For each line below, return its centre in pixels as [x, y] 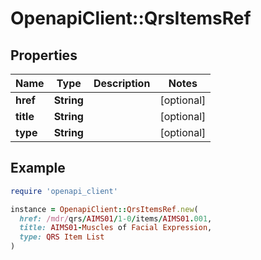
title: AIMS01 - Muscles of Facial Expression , [116, 228]
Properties [44, 55]
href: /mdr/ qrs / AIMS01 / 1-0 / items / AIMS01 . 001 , [116, 218]
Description [122, 83]
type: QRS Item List [62, 237]
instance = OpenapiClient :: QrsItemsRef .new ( [104, 209]
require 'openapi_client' [64, 191]
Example [38, 168]
